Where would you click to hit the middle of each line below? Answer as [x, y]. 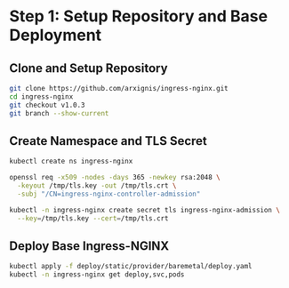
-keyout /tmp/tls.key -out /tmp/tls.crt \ [97, 186]
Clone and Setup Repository [88, 68]
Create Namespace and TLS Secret [108, 141]
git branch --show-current [59, 113]
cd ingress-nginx [41, 96]
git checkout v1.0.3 [48, 105]
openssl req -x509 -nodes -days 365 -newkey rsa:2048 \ [115, 178]
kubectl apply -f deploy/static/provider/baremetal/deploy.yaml [131, 267]
